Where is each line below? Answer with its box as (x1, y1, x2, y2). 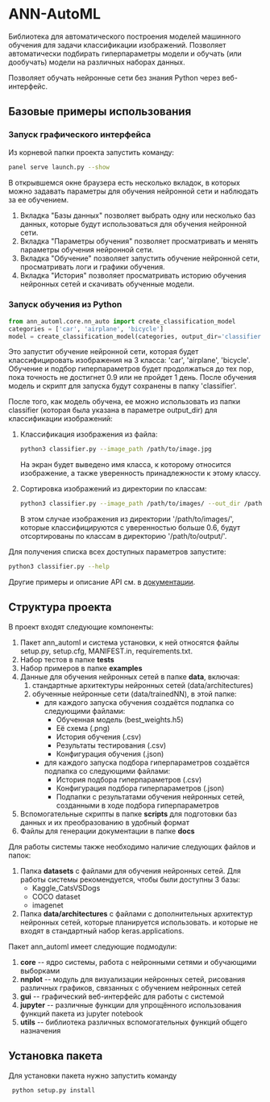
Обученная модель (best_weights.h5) (56, 715, 184, 724)
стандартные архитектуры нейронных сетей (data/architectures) (31, 680, 254, 690)
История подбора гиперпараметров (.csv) (56, 774, 202, 784)
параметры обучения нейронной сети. (19, 244, 154, 254)
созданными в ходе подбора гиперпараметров (56, 800, 219, 810)
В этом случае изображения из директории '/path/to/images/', (19, 514, 235, 524)
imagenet (31, 900, 64, 910)
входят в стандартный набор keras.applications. (19, 925, 185, 936)
